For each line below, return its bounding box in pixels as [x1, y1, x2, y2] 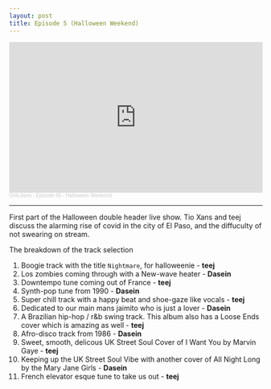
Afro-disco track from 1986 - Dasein [20, 329, 142, 338]
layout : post [9, 11, 53, 20]
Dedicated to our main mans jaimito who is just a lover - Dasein [20, 303, 232, 313]
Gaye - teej [20, 346, 59, 355]
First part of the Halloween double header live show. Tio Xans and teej [9, 212, 241, 222]
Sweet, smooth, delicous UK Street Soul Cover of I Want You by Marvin [20, 337, 257, 346]
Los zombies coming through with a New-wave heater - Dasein [20, 268, 232, 278]
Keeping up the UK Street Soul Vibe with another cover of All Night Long [20, 354, 261, 364]
